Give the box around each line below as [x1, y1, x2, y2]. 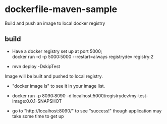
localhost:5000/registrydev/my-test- [72, 92, 148, 99]
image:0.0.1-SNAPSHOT [12, 98, 62, 104]
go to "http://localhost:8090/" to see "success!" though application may [12, 107, 162, 114]
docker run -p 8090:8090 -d [12, 92, 72, 99]
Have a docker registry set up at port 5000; [12, 48, 102, 54]
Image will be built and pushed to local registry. [5, 73, 103, 79]
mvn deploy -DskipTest [12, 63, 61, 69]
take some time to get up [12, 113, 64, 119]
